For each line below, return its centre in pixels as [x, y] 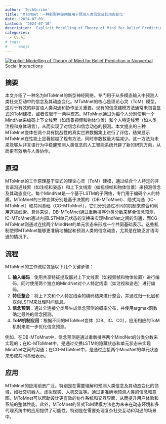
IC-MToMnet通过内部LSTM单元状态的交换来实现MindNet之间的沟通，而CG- [82, 218]
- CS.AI [18, 38]
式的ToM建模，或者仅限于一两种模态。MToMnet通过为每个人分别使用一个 [80, 114]
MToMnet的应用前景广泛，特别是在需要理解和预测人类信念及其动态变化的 [80, 385]
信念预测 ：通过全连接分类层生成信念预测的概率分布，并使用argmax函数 [85, 308]
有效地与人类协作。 [33, 151]
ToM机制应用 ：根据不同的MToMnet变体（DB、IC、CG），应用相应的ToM [86, 321]
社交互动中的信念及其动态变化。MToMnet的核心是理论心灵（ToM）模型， [84, 101]
